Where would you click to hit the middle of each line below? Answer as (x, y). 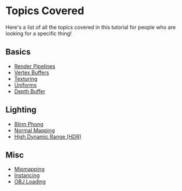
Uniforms (25, 85)
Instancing (27, 176)
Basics (18, 52)
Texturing (26, 78)
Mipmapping (29, 169)
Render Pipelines (34, 66)
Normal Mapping (34, 130)
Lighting (21, 110)
